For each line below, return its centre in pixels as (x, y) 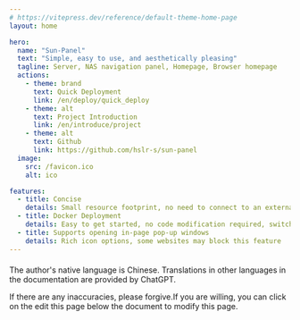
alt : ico (42, 175)
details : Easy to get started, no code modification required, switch (159, 224)
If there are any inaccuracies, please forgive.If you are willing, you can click (148, 297)
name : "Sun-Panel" (52, 50)
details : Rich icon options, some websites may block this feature (153, 241)
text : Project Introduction (85, 117)
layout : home (33, 26)
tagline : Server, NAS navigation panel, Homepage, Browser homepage (147, 67)
